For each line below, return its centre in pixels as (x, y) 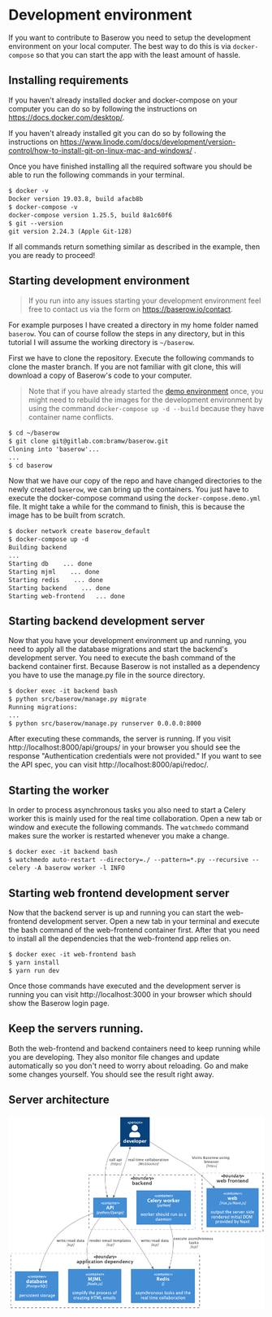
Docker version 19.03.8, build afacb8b (76, 199)
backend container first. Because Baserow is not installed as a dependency (134, 667)
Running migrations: (43, 707)
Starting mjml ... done (54, 571)
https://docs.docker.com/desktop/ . (67, 117)
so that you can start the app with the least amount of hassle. (138, 55)
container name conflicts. (71, 417)
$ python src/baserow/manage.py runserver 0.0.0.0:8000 (105, 724)
